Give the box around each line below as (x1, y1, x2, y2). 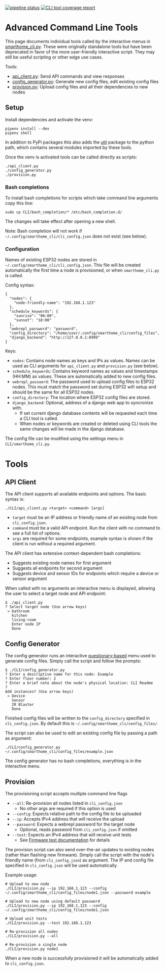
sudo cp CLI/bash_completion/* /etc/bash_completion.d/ (5, 210, 122, 215)
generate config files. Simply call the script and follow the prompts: (5, 658, 141, 664)
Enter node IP (11, 622, 41, 627)
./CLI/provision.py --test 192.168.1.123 (5, 921, 92, 925)
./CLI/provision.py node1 (5, 946, 58, 951)
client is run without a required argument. (12, 541, 96, 547)
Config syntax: (5, 282, 35, 288)
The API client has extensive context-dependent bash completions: (5, 550, 141, 556)
